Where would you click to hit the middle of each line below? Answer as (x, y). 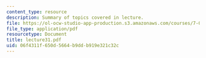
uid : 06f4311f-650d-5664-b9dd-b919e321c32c (63, 46)
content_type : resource (37, 12)
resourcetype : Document (37, 34)
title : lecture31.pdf (34, 40)
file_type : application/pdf (42, 29)
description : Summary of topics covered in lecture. (75, 18)
